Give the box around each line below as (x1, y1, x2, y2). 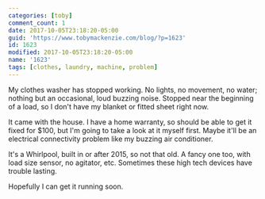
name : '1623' (8, 56, 52, 64)
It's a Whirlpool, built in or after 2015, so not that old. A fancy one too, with (8, 149, 252, 159)
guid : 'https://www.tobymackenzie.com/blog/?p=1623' (8, 33, 186, 42)
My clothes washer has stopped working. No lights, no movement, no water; (8, 85, 258, 94)
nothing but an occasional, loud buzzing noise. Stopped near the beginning (8, 93, 254, 103)
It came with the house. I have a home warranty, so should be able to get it (8, 117, 252, 127)
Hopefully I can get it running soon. (8, 182, 124, 191)
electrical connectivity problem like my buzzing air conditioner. (8, 134, 213, 144)
